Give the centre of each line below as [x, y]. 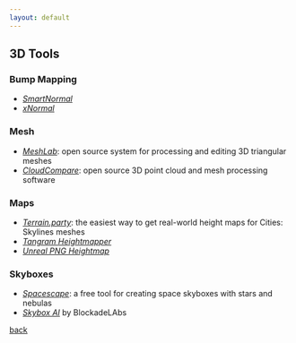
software [39, 179]
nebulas [37, 303]
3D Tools [35, 54]
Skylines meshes [53, 232]
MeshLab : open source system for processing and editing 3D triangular [154, 151]
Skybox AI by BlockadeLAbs [74, 313]
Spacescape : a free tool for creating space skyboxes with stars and [148, 294]
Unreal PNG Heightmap [66, 251]
